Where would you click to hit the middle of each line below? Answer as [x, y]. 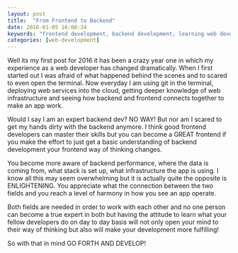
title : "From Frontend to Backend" [61, 21]
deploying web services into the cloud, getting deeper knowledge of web [114, 91]
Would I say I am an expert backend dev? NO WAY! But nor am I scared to [115, 119]
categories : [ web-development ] [53, 40]
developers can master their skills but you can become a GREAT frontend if [117, 135]
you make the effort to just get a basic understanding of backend [102, 142]
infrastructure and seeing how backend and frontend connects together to [116, 98]
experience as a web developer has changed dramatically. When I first [110, 68]
